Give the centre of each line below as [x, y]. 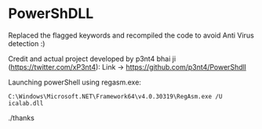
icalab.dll [26, 103]
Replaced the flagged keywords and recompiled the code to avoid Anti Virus [131, 35]
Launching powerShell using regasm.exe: [75, 82]
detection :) [27, 43]
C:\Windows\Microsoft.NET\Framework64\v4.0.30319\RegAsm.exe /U [115, 96]
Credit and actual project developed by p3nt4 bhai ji [92, 59]
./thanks [22, 117]
